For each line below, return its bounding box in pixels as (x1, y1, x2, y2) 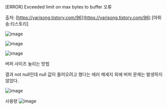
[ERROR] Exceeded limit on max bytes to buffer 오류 (5, 4, 112, 10)
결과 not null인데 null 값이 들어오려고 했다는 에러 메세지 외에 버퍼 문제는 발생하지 (5, 71, 163, 77)
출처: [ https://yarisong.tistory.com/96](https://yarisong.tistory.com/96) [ (5, 15, 154, 21)
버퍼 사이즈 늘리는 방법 (5, 61, 50, 66)
